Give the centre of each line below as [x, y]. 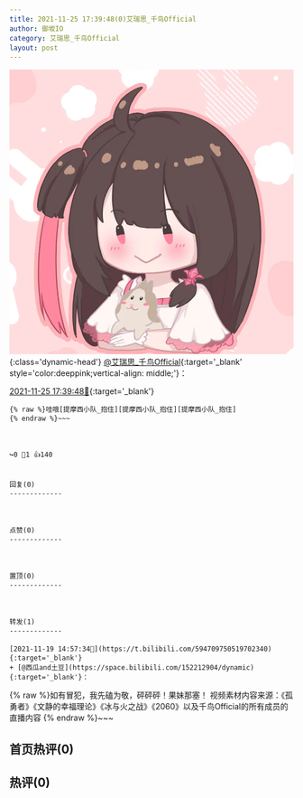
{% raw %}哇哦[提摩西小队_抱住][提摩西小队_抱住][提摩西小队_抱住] [123, 410]
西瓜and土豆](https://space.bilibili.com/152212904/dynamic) [140, 668]
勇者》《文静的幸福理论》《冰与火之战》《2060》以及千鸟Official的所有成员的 [149, 707]
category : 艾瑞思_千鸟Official [64, 38]
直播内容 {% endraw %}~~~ [62, 718]
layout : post [34, 48]
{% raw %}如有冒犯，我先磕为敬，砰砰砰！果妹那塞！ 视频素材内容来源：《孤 [151, 695]
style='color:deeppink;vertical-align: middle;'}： [98, 373]
